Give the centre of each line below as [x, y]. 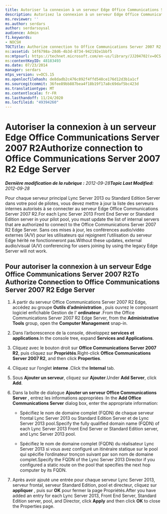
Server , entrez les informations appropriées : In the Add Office [77, 398]
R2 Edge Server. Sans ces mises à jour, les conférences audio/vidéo [75, 230]
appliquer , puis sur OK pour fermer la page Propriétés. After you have [84, 490]
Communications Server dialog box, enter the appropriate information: [85, 403]
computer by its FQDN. [43, 470]
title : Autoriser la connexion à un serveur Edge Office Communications [82, 10]
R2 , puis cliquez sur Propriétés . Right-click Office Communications [82, 353]
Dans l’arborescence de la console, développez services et [73, 333]
